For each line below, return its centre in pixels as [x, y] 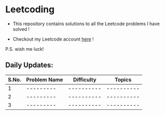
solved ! [21, 29]
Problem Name [45, 80]
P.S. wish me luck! [25, 49]
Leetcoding [30, 9]
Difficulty [85, 80]
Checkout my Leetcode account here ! [53, 39]
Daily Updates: [29, 65]
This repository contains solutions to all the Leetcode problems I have [86, 24]
